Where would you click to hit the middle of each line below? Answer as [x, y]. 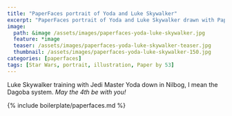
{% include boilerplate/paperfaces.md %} [67, 105]
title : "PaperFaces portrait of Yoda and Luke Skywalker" [92, 13]
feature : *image [37, 39]
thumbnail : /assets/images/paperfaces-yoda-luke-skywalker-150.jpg [113, 52]
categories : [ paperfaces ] [44, 59]
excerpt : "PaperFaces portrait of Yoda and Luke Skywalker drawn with [111, 20]
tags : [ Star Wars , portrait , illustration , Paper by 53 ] [91, 65]
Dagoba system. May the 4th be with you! [67, 92]
